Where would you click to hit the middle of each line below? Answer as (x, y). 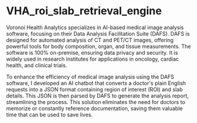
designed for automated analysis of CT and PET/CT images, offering (90, 40)
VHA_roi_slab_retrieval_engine (84, 11)
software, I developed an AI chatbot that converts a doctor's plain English (96, 83)
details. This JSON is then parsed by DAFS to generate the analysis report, (98, 96)
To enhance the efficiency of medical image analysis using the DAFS (90, 77)
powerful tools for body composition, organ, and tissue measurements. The (99, 46)
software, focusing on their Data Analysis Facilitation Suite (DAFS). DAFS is (98, 33)
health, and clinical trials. (37, 65)
